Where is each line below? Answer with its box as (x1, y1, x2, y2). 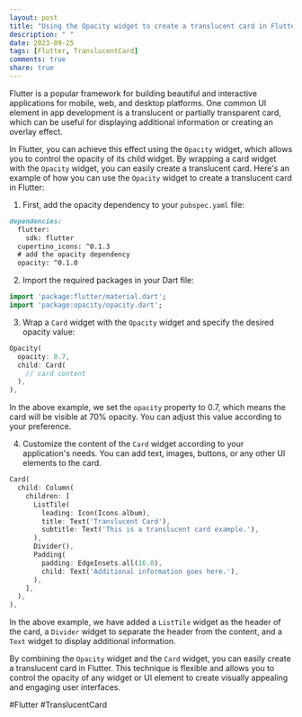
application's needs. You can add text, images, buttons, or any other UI (22, 448, 286, 459)
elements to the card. (22, 458, 102, 469)
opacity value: (22, 326, 75, 337)
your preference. (9, 421, 72, 432)
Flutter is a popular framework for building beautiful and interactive (9, 87, 258, 99)
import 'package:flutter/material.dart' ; (9, 292, 167, 301)
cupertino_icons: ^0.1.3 (17, 242, 111, 251)
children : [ (25, 491, 70, 500)
